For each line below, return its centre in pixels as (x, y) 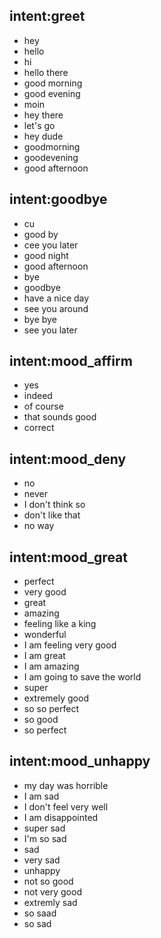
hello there (46, 72)
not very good (52, 891)
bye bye (40, 319)
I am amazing (51, 666)
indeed (38, 396)
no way (39, 526)
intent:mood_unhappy (80, 761)
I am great (44, 656)
